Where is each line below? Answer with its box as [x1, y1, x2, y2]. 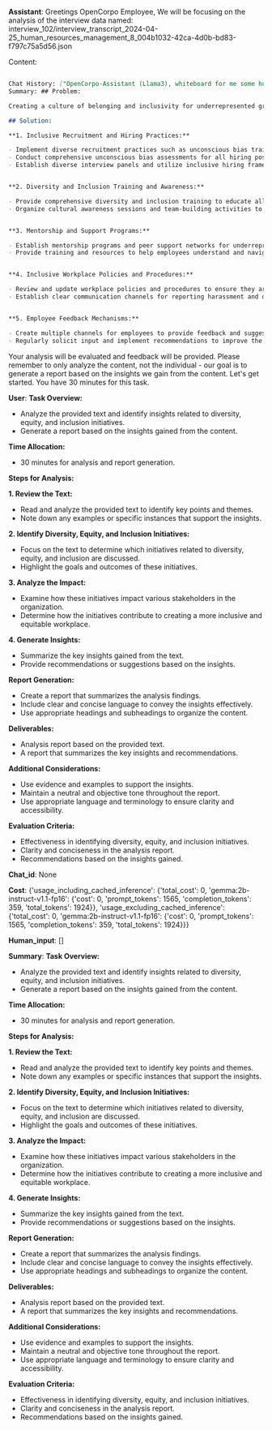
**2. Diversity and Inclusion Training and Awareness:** [8, 183, 205, 191]
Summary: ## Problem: [8, 87, 82, 96]
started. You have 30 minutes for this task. [8, 377, 150, 387]
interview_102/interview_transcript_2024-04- [8, 24, 159, 33]
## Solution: [8, 117, 53, 125]
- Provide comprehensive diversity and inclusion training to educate [8, 197, 252, 205]
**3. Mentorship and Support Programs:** [8, 226, 151, 234]
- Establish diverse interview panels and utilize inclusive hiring [8, 161, 244, 170]
